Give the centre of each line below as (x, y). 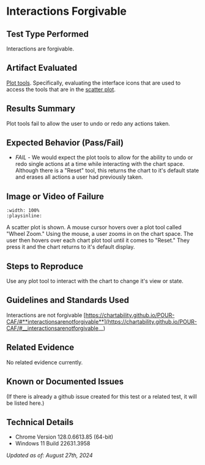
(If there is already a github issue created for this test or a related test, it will (102, 396)
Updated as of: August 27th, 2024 (50, 455)
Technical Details (40, 422)
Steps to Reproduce (45, 266)
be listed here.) (25, 403)
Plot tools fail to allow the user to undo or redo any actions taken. (88, 123)
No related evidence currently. (45, 362)
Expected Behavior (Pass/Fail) (65, 143)
